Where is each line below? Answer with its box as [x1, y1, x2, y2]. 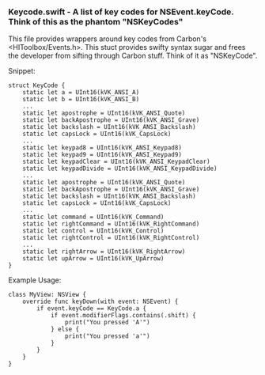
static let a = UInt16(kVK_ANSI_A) [22, 89, 140, 97]
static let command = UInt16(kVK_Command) [22, 213, 165, 222]
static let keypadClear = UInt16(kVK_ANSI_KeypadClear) [22, 157, 211, 166]
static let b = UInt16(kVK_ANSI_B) [22, 96, 140, 104]
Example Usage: [8, 275, 62, 285]
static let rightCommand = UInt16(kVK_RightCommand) [22, 220, 200, 228]
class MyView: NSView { [8, 291, 87, 299]
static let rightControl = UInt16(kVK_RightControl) [22, 234, 200, 242]
